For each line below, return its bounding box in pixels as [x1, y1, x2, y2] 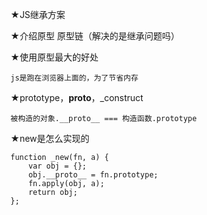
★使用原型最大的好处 [10, 51, 99, 63]
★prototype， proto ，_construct [10, 92, 144, 103]
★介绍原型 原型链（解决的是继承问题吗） [10, 30, 180, 42]
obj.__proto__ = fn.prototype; [28, 170, 159, 180]
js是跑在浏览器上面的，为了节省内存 [10, 73, 139, 83]
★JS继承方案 [10, 9, 66, 20]
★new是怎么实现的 [10, 133, 90, 144]
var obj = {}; [28, 161, 87, 171]
